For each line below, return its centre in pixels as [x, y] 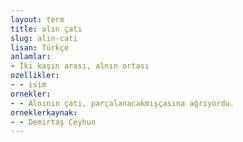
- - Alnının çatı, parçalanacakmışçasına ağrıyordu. [122, 103]
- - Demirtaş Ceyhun [53, 122]
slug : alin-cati [44, 38]
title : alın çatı [46, 29]
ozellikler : [35, 76]
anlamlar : [31, 57]
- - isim [28, 85]
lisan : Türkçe [40, 47]
